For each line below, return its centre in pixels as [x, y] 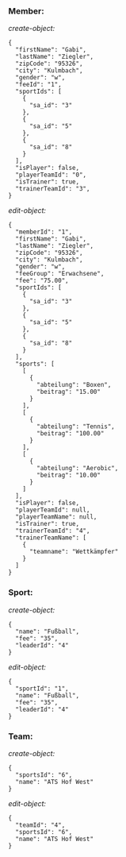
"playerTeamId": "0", [51, 175]
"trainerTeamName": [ [51, 538]
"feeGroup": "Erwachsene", [60, 274]
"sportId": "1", [42, 689]
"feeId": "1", [38, 85]
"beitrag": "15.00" [69, 392]
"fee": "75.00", [42, 281]
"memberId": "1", [44, 232]
